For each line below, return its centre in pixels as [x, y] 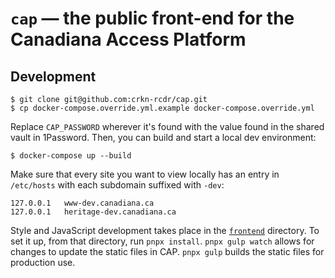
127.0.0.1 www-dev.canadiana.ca [82, 203]
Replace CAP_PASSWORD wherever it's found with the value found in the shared [167, 126]
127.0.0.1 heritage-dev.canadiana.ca [93, 212]
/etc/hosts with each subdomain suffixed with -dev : [117, 185]
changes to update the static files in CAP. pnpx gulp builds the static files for [167, 251]
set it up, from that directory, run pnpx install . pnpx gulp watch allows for [162, 241]
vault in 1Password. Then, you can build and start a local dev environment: [163, 137]
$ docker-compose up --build [71, 156]
